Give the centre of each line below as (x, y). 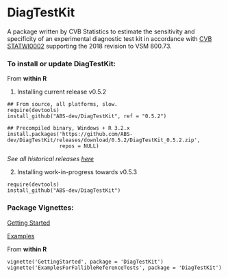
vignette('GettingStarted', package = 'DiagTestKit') (86, 262)
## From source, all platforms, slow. (62, 105)
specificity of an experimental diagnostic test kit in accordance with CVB (110, 38)
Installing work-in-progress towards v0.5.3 (77, 172)
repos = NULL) (79, 146)
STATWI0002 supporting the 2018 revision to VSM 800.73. (90, 46)
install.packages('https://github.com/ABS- (70, 135)
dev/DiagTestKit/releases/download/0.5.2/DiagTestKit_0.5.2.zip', (104, 140)
